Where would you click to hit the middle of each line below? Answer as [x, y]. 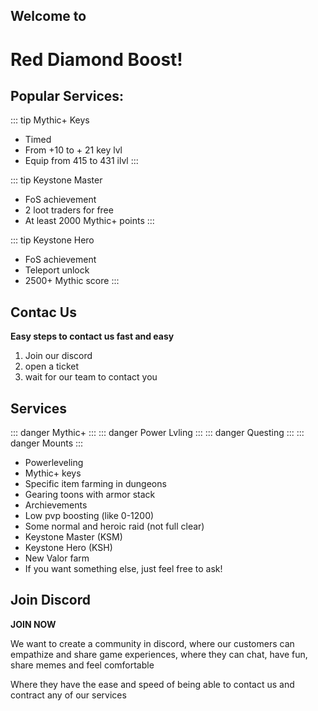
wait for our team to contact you [91, 377]
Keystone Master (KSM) [73, 537]
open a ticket [52, 366]
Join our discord [58, 356]
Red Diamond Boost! [96, 59]
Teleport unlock [57, 270]
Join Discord [51, 600]
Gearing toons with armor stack [90, 495]
